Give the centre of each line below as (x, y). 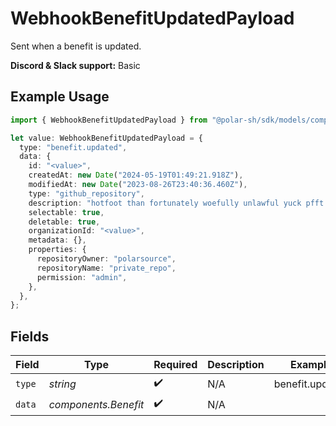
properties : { (57, 250)
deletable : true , (64, 222)
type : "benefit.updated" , (73, 147)
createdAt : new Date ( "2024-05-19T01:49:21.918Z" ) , (136, 175)
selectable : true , (66, 212)
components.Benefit (96, 404)
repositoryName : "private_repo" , (106, 268)
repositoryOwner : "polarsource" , (106, 259)
